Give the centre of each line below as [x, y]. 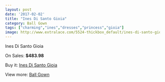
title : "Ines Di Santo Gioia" [36, 19]
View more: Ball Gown [27, 74]
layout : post [18, 10]
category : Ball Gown [26, 23]
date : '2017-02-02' [25, 14]
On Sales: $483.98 [25, 56]
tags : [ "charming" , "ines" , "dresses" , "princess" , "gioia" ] [65, 28]
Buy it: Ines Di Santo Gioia [31, 65]
